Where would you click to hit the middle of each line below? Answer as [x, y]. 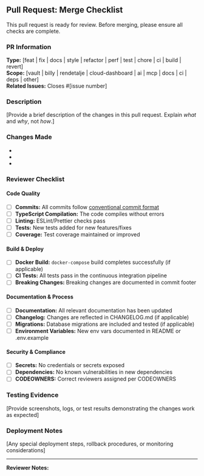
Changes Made [29, 137]
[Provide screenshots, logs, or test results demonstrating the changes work [100, 408]
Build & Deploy [25, 249]
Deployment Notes [34, 430]
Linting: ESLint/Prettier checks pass [60, 221]
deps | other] [23, 80]
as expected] [23, 415]
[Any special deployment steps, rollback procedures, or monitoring [90, 444]
